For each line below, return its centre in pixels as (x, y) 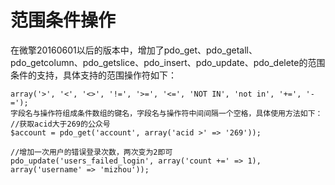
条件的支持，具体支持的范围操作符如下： (93, 75)
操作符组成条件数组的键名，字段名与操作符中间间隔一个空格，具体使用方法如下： (181, 113)
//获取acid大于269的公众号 (60, 124)
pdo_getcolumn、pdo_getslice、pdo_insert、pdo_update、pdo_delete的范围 (168, 62)
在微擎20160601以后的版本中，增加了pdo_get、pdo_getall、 (134, 50)
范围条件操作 (63, 20)
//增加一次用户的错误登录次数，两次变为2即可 (91, 152)
